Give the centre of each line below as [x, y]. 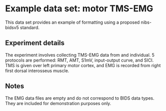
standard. [30, 27]
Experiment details [35, 43]
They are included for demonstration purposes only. [58, 103]
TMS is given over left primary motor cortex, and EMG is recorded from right [83, 65]
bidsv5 [12, 27]
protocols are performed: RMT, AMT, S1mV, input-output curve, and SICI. [80, 60]
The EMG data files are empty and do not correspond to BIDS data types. [80, 98]
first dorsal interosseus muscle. [37, 71]
